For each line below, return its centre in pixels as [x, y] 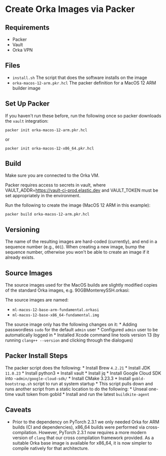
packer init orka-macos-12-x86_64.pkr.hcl [50, 148]
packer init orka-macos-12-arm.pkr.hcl [46, 130]
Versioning [22, 229]
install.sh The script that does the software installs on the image [80, 77]
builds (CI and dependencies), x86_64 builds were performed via [79, 427]
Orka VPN [23, 50]
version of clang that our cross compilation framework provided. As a [83, 438]
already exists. [20, 257]
